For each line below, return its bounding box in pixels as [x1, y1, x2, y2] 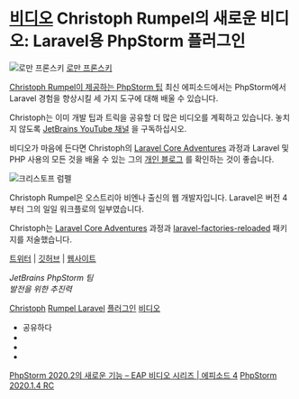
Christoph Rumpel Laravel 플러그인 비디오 [9, 302, 160, 313]
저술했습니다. [25, 234, 73, 245]
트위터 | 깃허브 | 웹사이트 [9, 253, 96, 264]
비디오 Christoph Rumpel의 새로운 [9, 8, 257, 29]
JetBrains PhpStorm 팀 [9, 272, 94, 283]
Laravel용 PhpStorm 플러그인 [32, 31, 246, 51]
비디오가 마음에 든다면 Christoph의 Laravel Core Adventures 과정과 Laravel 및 [9, 142, 290, 153]
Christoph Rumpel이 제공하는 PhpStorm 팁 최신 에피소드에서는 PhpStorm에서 [9, 81, 286, 92]
